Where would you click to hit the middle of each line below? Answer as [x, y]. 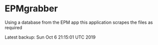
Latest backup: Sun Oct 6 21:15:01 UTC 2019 [50, 37]
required [13, 27]
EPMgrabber [31, 9]
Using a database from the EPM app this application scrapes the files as [79, 22]
